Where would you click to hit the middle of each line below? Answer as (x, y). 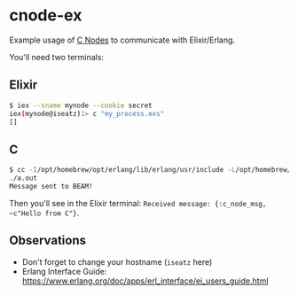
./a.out (24, 178)
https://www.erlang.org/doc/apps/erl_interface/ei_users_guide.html (145, 281)
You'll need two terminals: (57, 57)
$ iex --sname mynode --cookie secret (81, 105)
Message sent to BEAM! (51, 186)
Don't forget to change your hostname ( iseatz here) (117, 261)
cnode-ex (46, 16)
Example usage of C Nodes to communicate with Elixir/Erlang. (122, 40)
